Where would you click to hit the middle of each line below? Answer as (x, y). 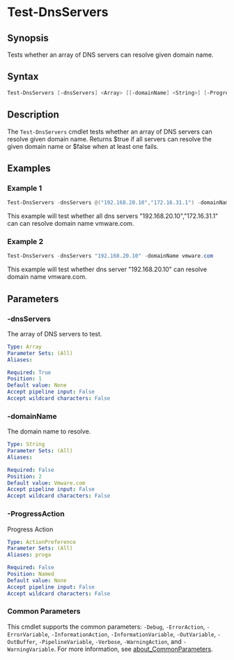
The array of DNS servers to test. (55, 333)
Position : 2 (24, 476)
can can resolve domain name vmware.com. (71, 224)
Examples (29, 168)
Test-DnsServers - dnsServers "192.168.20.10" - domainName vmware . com (110, 256)
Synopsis (28, 38)
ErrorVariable (28, 634)
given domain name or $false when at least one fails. (83, 146)
